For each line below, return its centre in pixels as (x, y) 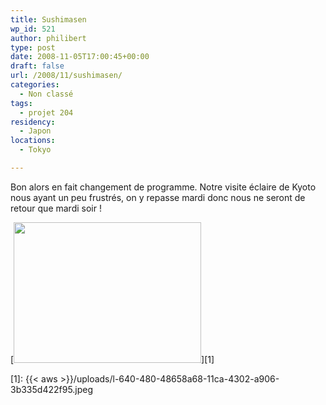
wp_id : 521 (33, 29)
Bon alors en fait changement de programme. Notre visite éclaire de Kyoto (163, 187)
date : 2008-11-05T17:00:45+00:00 (80, 57)
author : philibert (48, 38)
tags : (21, 103)
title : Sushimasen (48, 19)
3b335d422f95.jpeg (52, 389)
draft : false (37, 66)
